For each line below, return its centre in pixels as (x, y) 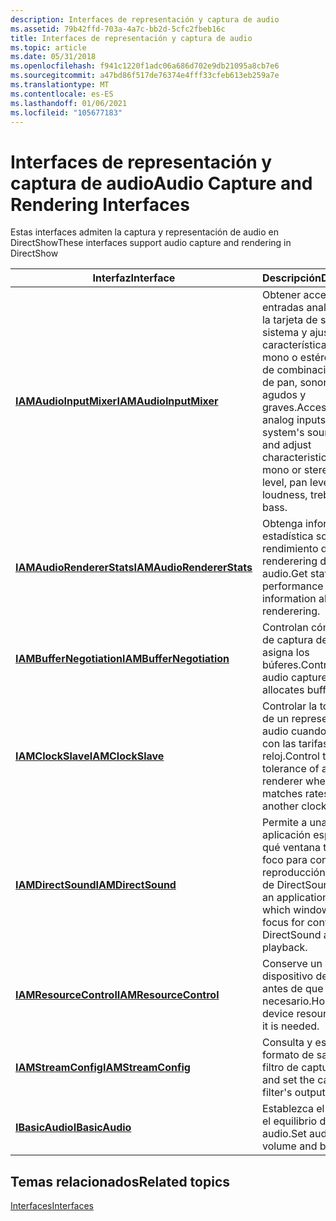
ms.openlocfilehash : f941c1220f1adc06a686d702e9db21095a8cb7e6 (145, 66)
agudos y (284, 395)
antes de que (292, 989)
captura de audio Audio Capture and (161, 183)
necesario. (286, 1001)
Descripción (291, 278)
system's (283, 433)
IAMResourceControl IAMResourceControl (117, 995)
